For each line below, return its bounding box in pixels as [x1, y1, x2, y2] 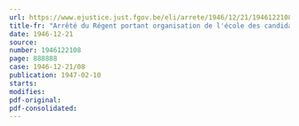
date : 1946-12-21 [9, 29, 74, 38]
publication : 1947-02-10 [9, 71, 101, 80]
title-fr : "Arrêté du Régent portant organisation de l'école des [9, 21, 261, 30]
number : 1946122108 [9, 46, 82, 55]
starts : [9, 79, 38, 88]
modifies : [9, 87, 46, 96]
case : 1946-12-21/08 [9, 63, 86, 72]
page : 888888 [9, 54, 58, 63]
